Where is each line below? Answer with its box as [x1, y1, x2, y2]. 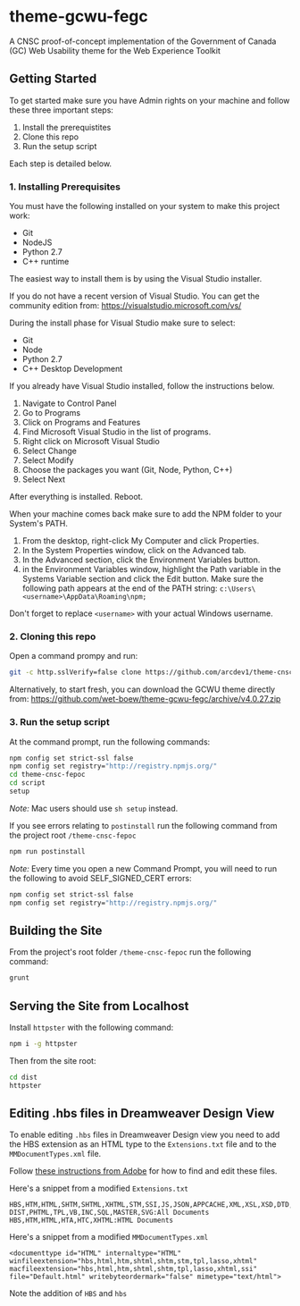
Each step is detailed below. [9, 158, 112, 169]
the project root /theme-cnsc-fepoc [9, 830, 137, 840]
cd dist [9, 1073, 38, 1082]
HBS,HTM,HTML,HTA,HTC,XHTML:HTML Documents [9, 1216, 174, 1226]
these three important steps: [9, 105, 114, 115]
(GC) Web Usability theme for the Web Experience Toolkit [9, 45, 221, 55]
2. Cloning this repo [9, 630, 96, 643]
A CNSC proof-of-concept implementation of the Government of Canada [9, 36, 277, 46]
